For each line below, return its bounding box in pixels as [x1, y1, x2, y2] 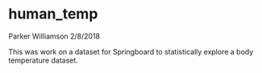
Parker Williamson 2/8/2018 [8, 31, 101, 41]
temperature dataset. [8, 55, 78, 65]
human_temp [8, 5, 98, 23]
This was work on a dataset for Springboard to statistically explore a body [8, 47, 254, 56]
